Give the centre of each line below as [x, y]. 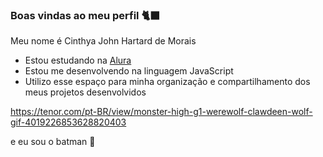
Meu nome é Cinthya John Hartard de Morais [103, 41]
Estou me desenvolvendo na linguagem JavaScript [129, 71]
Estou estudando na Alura [78, 60]
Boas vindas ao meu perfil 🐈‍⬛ [85, 15]
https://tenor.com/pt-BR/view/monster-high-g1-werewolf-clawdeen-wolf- [161, 112]
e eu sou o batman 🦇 [53, 142]
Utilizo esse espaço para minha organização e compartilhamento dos [167, 82]
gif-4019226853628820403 [68, 122]
